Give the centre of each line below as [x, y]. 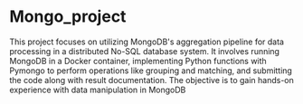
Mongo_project [68, 17]
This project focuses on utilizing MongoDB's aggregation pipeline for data [147, 42]
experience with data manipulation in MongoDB [98, 90]
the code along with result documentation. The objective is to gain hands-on [151, 80]
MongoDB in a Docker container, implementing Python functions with [138, 61]
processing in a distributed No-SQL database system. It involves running [145, 51]
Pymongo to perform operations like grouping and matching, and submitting [151, 71]
